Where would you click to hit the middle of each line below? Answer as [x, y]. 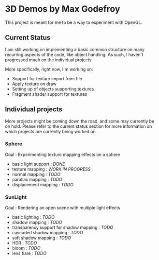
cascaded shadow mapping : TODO [47, 233]
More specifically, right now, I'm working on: [49, 69]
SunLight [16, 197]
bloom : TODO [26, 248]
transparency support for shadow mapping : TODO [63, 227]
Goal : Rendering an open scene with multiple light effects [63, 208]
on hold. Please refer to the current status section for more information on [79, 126]
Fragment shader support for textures [50, 94]
